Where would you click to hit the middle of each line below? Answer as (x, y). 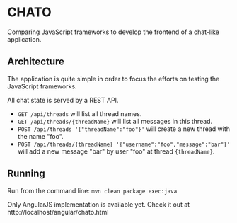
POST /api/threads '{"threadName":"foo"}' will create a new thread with (124, 129)
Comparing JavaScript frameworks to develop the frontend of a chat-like (113, 32)
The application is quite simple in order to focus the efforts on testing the (114, 79)
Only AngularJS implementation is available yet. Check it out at (99, 204)
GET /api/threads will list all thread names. (80, 113)
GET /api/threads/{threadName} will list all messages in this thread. (115, 121)
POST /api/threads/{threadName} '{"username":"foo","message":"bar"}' (124, 144)
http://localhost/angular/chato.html (58, 212)
